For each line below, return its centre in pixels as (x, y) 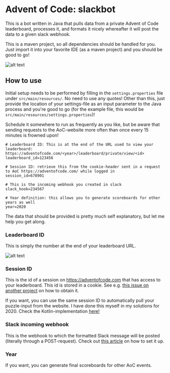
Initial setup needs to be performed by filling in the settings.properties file (84, 93)
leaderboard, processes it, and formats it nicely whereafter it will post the (82, 28)
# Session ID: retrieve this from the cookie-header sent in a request (83, 167)
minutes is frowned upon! (32, 135)
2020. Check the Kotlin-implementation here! (53, 312)
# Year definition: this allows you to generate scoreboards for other (83, 198)
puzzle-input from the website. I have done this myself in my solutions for (82, 306)
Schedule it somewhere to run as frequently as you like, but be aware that (83, 124)
